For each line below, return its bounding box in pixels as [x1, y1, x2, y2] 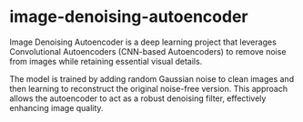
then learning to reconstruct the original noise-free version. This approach [9, 83, 288, 94]
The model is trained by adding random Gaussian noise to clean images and [9, 73, 294, 84]
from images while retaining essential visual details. [9, 56, 203, 66]
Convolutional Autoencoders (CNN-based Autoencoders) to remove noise [9, 46, 287, 56]
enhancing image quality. [9, 102, 104, 113]
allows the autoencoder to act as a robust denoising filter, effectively [9, 93, 267, 104]
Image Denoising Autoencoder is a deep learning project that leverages [9, 36, 278, 47]
